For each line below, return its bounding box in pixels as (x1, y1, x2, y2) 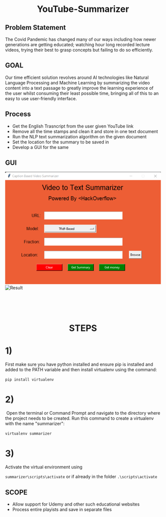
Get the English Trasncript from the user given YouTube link (12, 123, 134, 129)
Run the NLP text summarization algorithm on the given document (12, 133, 147, 139)
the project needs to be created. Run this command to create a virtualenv (5, 415, 154, 421)
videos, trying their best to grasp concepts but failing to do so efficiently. (5, 47, 153, 53)
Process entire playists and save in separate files (12, 507, 112, 513)
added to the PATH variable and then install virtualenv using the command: (5, 367, 157, 373)
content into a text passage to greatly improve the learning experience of (5, 85, 154, 91)
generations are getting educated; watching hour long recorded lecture (5, 42, 150, 48)
